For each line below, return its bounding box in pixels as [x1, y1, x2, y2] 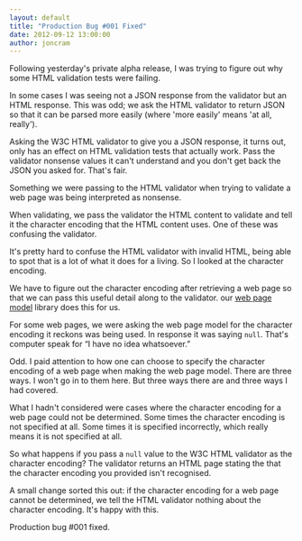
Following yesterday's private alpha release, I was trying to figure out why [9, 63, 284, 74]
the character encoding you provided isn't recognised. [9, 468, 212, 479]
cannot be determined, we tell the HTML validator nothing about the [9, 495, 261, 506]
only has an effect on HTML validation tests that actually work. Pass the [9, 146, 276, 157]
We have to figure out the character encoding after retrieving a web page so [9, 283, 292, 294]
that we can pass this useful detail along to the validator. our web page [9, 292, 272, 303]
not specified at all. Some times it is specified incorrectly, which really [9, 421, 269, 433]
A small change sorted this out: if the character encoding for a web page [9, 485, 279, 496]
